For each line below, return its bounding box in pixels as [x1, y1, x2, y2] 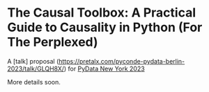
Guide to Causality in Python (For [7, 19, 203, 35]
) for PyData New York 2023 [63, 64, 145, 73]
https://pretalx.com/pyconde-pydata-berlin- [59, 57, 185, 65]
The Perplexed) [7, 35, 99, 50]
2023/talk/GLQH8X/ [7, 64, 65, 73]
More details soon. [7, 77, 61, 86]
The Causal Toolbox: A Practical [7, 5, 196, 21]
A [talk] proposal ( [7, 57, 59, 65]
